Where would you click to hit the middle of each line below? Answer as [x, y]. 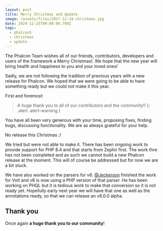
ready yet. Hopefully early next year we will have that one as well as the [78, 191]
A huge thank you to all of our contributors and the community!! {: [83, 105]
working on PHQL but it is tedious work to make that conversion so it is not [81, 185]
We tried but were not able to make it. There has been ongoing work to [77, 144]
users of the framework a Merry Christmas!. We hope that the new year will [81, 61]
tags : [11, 28]
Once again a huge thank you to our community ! [55, 223]
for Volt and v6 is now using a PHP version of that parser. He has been [76, 180]
